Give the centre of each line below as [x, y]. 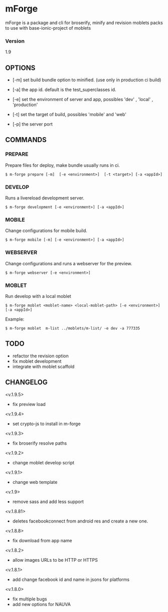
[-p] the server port [32, 124]
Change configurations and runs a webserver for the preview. [69, 263]
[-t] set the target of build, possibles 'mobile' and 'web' [69, 115]
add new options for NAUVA [42, 604]
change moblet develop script [43, 462]
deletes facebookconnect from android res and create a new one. [80, 521]
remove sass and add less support [48, 501]
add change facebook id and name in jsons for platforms [71, 579]
